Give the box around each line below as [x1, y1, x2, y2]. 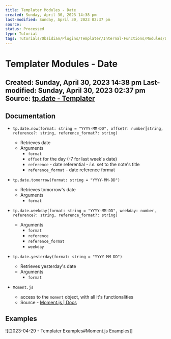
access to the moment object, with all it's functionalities [20, 294, 134, 300]
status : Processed [5, 27, 44, 32]
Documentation [5, 111, 56, 120]
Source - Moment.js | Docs [20, 300, 77, 306]
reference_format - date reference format [27, 167, 116, 173]
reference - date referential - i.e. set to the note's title [27, 162, 140, 168]
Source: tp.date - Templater [5, 94, 95, 103]
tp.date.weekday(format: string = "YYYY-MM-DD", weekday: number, [12, 208, 157, 214]
